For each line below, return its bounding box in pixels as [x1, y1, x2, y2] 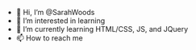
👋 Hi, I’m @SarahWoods [15, 8, 95, 17]
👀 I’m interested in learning [15, 16, 106, 25]
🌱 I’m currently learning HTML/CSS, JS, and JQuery [15, 25, 189, 33]
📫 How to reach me [15, 33, 83, 43]
